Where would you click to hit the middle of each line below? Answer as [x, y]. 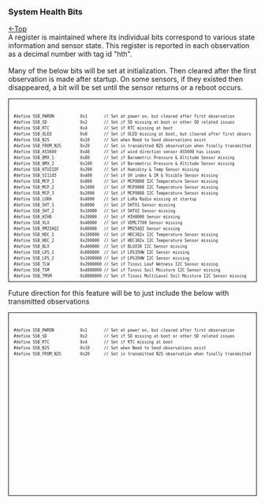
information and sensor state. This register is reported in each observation [129, 46]
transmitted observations [49, 301]
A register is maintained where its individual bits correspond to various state [132, 37]
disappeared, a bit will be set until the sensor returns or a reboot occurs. [125, 88]
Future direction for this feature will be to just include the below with [119, 293]
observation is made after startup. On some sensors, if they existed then [125, 79]
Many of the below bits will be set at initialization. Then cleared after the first [132, 71]
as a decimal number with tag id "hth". [70, 54]
